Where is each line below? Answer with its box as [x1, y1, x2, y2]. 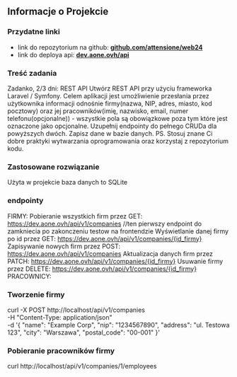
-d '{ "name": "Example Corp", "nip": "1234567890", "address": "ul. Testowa [7, 320, 230, 329]
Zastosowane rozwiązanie [7, 162, 100, 172]
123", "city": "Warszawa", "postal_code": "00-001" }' [7, 328, 161, 337]
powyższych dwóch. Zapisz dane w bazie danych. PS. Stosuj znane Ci [7, 129, 213, 137]
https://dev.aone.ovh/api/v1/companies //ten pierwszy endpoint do [7, 219, 202, 228]
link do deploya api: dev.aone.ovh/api [17, 50, 129, 59]
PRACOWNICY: [7, 272, 52, 280]
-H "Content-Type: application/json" [7, 313, 112, 321]
